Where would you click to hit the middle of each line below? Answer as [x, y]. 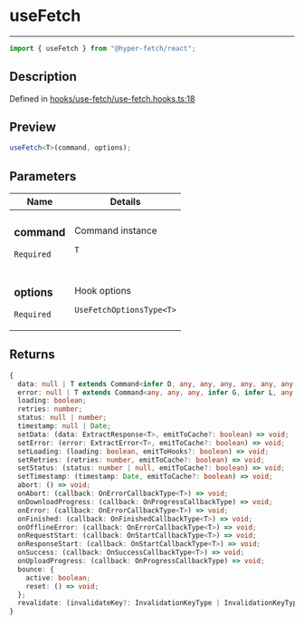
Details [125, 202]
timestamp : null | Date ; [64, 426]
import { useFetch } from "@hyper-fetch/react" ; [103, 48]
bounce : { [36, 569]
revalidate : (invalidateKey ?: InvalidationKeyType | [119, 603]
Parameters [43, 176]
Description [43, 77]
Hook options [103, 291]
